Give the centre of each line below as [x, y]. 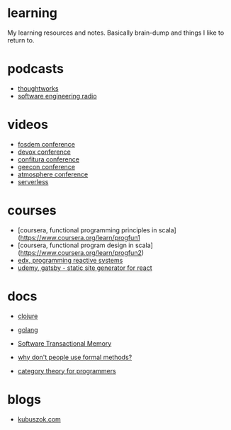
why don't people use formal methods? [75, 357]
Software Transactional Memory [64, 343]
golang [28, 329]
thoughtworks [38, 88]
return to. [21, 40]
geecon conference [46, 166]
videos [28, 125]
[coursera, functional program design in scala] [85, 245]
